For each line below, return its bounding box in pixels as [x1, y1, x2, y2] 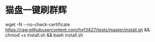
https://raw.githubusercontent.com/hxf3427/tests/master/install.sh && [5, 26, 150, 32]
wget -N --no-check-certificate [5, 21, 70, 27]
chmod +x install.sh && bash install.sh [5, 32, 84, 38]
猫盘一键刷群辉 [5, 4, 67, 16]
